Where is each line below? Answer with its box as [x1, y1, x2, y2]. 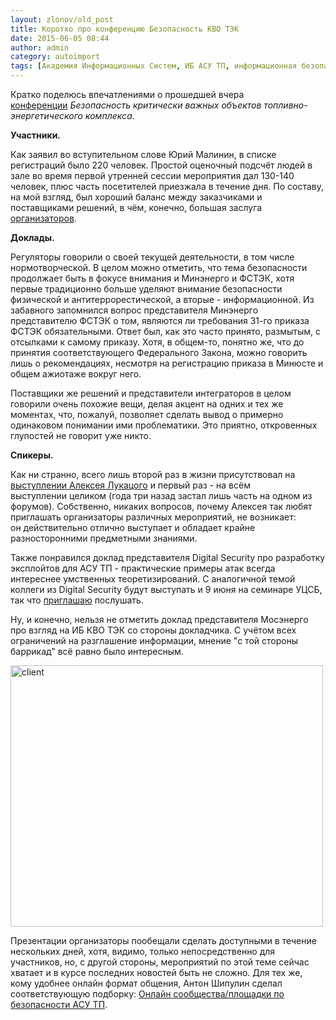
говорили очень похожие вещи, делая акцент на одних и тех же [10, 398, 284, 410]
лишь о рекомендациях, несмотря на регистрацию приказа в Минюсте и [10, 357, 324, 369]
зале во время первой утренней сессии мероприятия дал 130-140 [10, 170, 295, 181]
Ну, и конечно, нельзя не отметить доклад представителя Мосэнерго [10, 614, 309, 625]
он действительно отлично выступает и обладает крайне [10, 522, 256, 533]
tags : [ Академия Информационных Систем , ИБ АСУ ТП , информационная [10, 61, 298, 71]
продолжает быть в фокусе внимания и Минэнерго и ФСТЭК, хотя [10, 272, 295, 284]
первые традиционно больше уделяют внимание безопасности [10, 283, 283, 295]
